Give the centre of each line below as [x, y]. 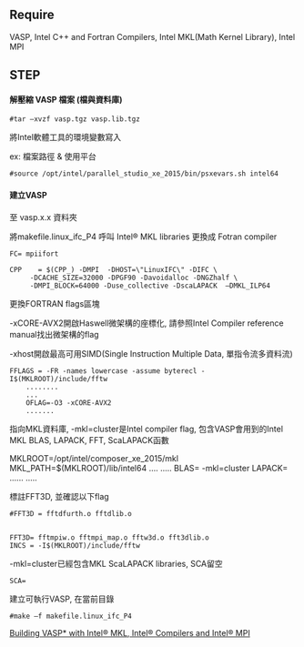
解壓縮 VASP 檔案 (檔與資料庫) [66, 99]
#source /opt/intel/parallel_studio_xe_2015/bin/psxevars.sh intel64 [144, 174]
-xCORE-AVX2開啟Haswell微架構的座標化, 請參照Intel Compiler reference [147, 323]
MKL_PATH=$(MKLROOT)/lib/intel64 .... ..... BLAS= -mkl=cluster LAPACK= [149, 468]
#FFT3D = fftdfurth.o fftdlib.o [71, 513]
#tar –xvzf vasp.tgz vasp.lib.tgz [75, 119]
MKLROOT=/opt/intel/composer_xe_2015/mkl [94, 458]
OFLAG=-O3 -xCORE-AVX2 [69, 403]
